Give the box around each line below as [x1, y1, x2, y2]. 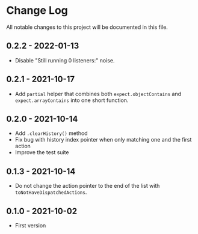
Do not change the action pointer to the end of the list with [14, 182, 160, 190]
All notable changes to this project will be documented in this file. [6, 23, 169, 31]
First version [14, 222, 46, 229]
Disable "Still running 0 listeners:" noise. [14, 56, 115, 64]
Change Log [6, 4, 68, 17]
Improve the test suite [14, 149, 69, 156]
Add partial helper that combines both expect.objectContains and [14, 90, 182, 97]
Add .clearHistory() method [14, 130, 88, 137]
